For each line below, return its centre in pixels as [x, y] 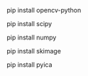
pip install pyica [29, 65]
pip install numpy [32, 37]
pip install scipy [29, 24]
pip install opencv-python [44, 10]
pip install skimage [34, 51]
